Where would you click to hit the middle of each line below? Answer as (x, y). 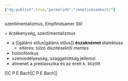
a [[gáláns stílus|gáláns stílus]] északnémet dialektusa (67, 43)
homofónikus (25, 53)
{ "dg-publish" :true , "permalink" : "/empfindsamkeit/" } (60, 10)
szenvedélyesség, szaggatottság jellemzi (54, 58)
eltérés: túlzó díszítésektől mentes (54, 48)
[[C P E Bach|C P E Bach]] (31, 73)
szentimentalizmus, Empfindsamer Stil (43, 24)
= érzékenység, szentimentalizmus (40, 33)
